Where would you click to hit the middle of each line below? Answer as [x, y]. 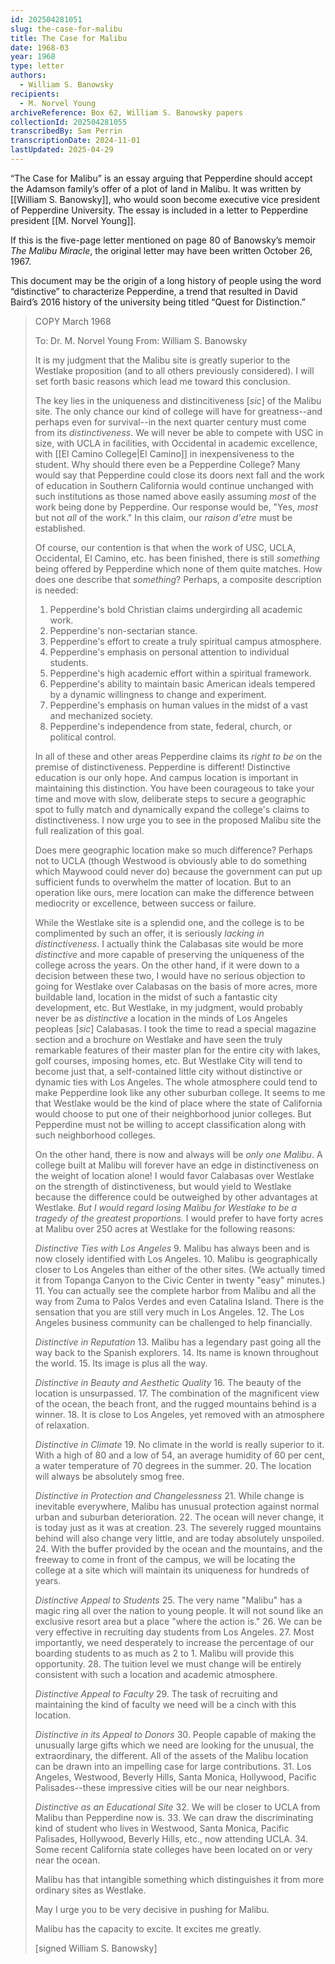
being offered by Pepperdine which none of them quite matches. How [178, 568]
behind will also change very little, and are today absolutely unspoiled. [179, 1538]
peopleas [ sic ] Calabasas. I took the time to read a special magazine [175, 1028]
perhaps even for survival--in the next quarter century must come [170, 422]
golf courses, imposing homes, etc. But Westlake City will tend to [168, 1060]
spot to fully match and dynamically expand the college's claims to [172, 809]
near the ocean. [67, 1860]
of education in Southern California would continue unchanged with [174, 485]
